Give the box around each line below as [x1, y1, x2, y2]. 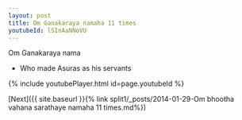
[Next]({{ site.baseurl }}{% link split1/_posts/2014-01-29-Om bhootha [8, 95, 235, 104]
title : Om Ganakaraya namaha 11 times [8, 19, 136, 27]
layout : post [8, 11, 52, 20]
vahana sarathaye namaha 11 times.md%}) [8, 103, 147, 112]
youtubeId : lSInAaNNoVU [8, 26, 87, 34]
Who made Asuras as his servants [19, 64, 132, 73]
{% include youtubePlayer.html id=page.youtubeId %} [8, 79, 185, 88]
